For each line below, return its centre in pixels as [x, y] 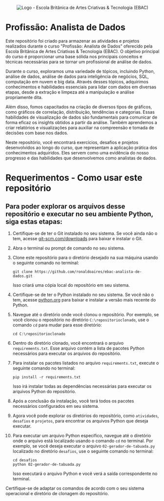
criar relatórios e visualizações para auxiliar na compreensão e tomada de [80, 127]
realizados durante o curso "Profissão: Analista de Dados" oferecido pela [79, 46]
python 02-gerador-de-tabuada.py [47, 464]
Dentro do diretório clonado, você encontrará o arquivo [68, 343]
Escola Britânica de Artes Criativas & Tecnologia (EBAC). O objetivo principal [82, 51]
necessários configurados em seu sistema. [56, 406]
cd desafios [25, 460]
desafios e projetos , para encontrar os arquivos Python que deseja [80, 421]
